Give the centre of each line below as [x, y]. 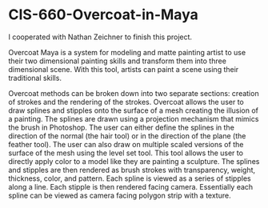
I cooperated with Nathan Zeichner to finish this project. [100, 37]
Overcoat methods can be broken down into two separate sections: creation [134, 93]
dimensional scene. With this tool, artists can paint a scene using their [124, 69]
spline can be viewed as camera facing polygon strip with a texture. [120, 195]
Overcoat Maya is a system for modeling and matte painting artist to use [127, 52]
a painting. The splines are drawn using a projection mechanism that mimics [134, 118]
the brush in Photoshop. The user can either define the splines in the [121, 127]
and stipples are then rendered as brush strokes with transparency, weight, [132, 170]
